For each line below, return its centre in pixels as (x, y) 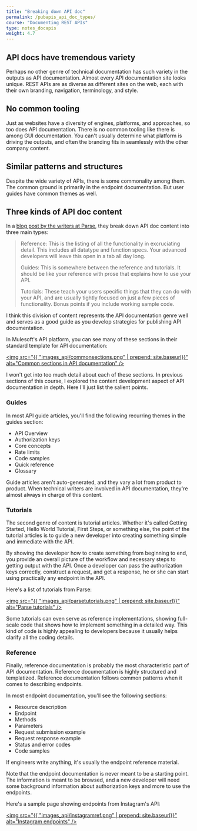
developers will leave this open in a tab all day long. (83, 256)
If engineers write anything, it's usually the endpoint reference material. (93, 762)
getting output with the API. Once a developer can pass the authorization (94, 565)
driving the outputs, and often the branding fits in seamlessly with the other (97, 141)
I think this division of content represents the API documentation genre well (97, 315)
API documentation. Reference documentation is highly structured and (91, 672)
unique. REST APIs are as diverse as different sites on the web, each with (95, 84)
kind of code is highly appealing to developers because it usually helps (92, 631)
